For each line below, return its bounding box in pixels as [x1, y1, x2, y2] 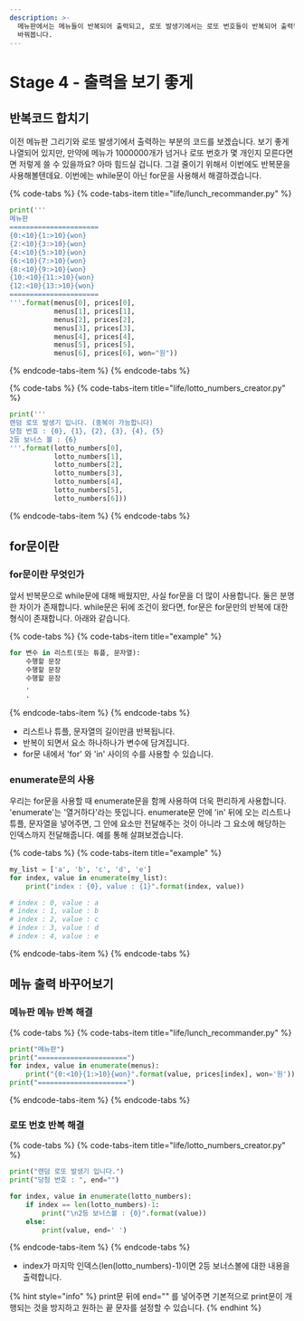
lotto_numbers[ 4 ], [53, 477, 124, 487]
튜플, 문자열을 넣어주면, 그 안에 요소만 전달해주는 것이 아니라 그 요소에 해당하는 [9, 818, 287, 829]
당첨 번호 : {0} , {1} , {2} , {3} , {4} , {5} [9, 426, 165, 435]
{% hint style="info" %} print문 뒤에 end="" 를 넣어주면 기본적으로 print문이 [9, 1291, 283, 1302]
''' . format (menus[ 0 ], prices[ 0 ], [9, 299, 136, 308]
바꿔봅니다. [17, 30, 53, 39]
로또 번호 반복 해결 [9, 1118, 85, 1131]
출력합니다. [22, 1272, 62, 1283]
